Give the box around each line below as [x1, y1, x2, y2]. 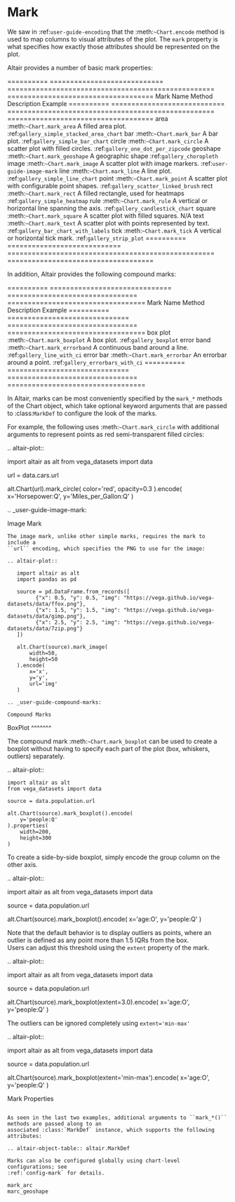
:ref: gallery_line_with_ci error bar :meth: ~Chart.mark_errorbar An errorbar [7, 351, 227, 359]
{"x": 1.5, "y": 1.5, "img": [35, 606, 121, 613]
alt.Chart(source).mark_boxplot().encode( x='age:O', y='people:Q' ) [7, 915, 202, 923]
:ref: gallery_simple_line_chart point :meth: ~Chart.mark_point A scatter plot [7, 174, 228, 183]
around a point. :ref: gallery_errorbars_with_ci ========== [7, 358, 186, 366]
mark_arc [7, 1182, 33, 1189]
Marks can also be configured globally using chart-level [7, 1157, 180, 1164]
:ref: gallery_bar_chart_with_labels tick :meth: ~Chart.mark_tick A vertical [7, 226, 222, 235]
